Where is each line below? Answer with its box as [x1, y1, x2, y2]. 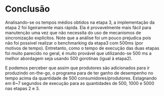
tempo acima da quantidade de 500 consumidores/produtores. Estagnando [5, 75, 157, 81]
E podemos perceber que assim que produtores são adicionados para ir [5, 64, 150, 71]
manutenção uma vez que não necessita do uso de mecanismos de [5, 30, 141, 35]
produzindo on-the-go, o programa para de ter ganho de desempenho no [5, 70, 153, 76]
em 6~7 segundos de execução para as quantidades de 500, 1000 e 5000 [5, 80, 155, 86]
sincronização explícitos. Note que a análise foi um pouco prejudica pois [5, 35, 151, 41]
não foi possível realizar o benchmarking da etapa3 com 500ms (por [5, 40, 143, 46]
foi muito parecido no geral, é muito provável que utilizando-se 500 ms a [5, 50, 152, 56]
